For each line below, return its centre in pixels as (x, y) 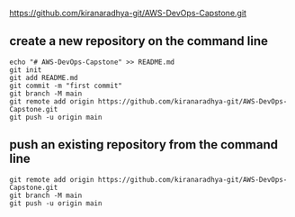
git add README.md (44, 77)
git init (26, 70)
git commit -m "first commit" (66, 86)
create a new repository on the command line (139, 41)
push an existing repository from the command (144, 145)
